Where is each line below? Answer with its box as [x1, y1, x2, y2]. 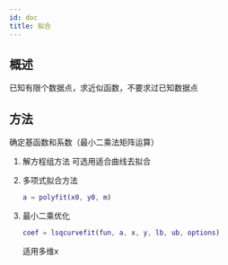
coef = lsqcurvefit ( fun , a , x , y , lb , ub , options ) [22, 228, 220, 237]
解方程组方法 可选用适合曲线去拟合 [22, 156, 151, 167]
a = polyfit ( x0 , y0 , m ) [22, 193, 112, 202]
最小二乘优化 [22, 210, 70, 221]
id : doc [9, 13, 39, 22]
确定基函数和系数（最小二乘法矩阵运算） [9, 137, 159, 148]
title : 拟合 [9, 22, 51, 31]
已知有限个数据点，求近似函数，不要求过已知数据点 [9, 83, 198, 93]
